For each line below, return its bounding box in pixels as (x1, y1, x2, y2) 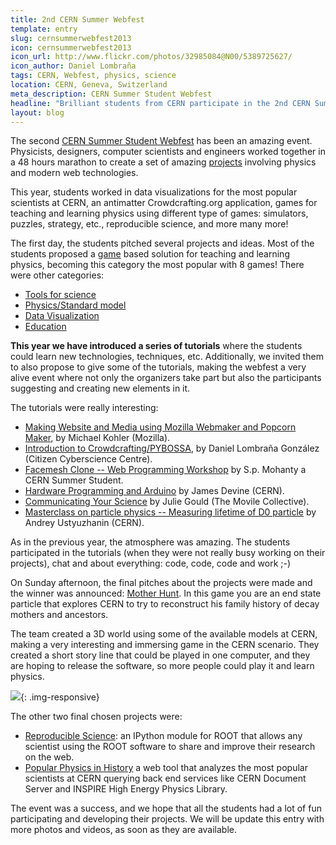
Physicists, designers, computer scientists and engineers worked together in (10, 146, 326, 158)
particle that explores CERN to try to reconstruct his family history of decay (10, 598, 320, 610)
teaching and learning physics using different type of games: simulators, (10, 207, 309, 220)
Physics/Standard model (24, 299, 127, 311)
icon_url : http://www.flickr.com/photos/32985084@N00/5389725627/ (10, 52, 293, 62)
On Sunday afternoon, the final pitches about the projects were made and (10, 577, 313, 589)
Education (24, 321, 67, 333)
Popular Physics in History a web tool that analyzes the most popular (24, 762, 308, 774)
